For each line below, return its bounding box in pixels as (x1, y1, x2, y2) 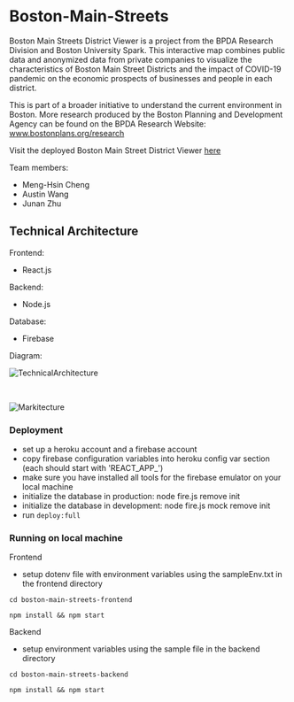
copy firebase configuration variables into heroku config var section (21, 453, 270, 464)
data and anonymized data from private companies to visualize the (9, 54, 252, 65)
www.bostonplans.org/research (9, 127, 125, 138)
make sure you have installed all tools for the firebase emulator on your (21, 472, 282, 483)
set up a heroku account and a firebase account (21, 444, 197, 455)
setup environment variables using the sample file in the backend (21, 644, 260, 654)
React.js (21, 264, 52, 275)
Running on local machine (9, 531, 123, 544)
